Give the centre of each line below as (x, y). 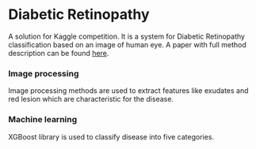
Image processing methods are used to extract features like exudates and (128, 91)
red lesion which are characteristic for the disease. (91, 99)
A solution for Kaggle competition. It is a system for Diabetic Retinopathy (127, 36)
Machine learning (43, 120)
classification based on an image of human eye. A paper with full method (128, 44)
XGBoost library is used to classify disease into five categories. (111, 136)
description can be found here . (59, 53)
